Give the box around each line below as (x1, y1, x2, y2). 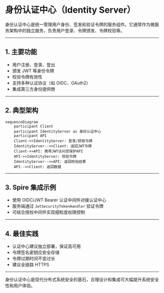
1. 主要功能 (5, 48, 38, 56)
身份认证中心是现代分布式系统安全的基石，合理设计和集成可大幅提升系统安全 (5, 276, 159, 283)
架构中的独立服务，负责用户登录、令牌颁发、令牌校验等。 (9, 27, 125, 33)
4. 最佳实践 (5, 230, 39, 238)
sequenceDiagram (5, 119, 38, 124)
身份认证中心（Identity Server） (5, 4, 136, 16)
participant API (14, 133, 47, 138)
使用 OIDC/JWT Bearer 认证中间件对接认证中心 (12, 197, 106, 203)
